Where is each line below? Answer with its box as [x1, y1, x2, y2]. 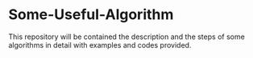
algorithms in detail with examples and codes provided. [8, 40, 192, 49]
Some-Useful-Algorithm [8, 6, 174, 24]
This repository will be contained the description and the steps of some [8, 32, 246, 41]
